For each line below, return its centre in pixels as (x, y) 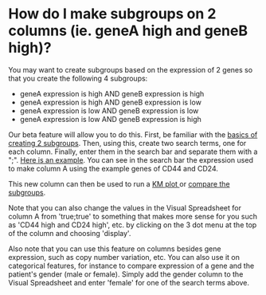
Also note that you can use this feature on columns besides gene (115, 249)
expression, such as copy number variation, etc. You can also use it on (124, 257)
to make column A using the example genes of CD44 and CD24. (113, 168)
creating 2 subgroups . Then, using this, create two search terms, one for (127, 143)
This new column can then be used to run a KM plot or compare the (119, 183)
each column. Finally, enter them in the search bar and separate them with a (133, 151)
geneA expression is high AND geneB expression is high (112, 93)
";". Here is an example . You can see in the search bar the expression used (131, 159)
